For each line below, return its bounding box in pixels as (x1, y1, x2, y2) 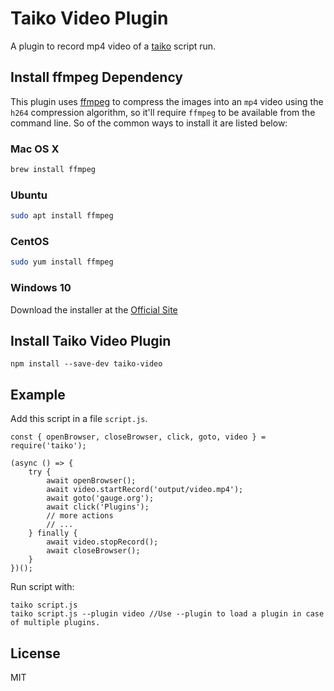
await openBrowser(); (46, 476, 137, 486)
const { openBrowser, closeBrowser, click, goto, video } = (10, 432, 267, 442)
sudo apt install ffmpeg (10, 211, 114, 221)
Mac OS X (10, 142, 60, 156)
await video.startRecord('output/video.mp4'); (46, 485, 244, 495)
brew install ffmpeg (10, 165, 97, 175)
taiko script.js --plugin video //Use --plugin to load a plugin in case (10, 609, 325, 619)
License (10, 645, 61, 662)
